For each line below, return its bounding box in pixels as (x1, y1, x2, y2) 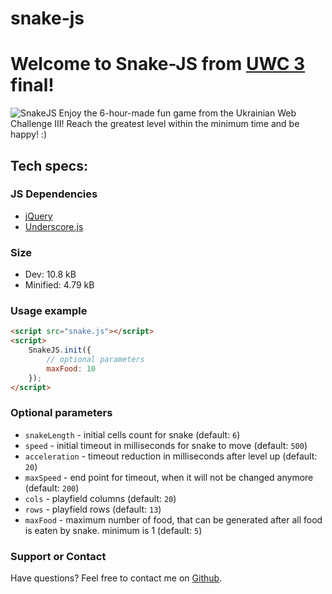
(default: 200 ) (24, 482, 80, 494)
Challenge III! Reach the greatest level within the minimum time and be (10, 118, 300, 130)
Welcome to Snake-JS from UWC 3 (10, 53, 306, 76)
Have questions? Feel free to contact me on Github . (10, 572, 223, 584)
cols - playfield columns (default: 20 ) (24, 492, 177, 504)
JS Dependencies (10, 187, 98, 201)
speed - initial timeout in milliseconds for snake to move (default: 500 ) (24, 439, 308, 451)
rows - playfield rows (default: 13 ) (24, 503, 162, 515)
